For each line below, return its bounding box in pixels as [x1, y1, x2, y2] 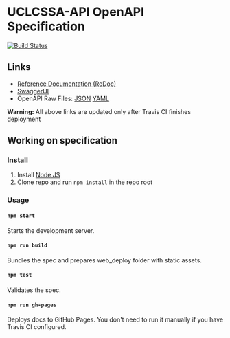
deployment [7, 115, 41, 123]
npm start [7, 212, 36, 219]
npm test [7, 272, 32, 279]
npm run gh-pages [7, 302, 57, 308]
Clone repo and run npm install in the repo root [16, 178, 153, 186]
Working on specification [7, 135, 118, 146]
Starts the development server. [7, 226, 95, 234]
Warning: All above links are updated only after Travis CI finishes [7, 107, 191, 115]
